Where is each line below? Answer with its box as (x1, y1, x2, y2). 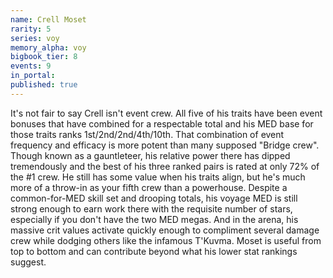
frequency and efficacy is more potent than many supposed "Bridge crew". (10, 139, 320, 151)
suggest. (10, 256, 47, 268)
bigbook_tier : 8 (10, 52, 78, 62)
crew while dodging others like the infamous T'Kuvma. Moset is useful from (10, 234, 322, 246)
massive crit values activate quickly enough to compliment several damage (10, 224, 320, 236)
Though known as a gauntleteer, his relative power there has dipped (10, 149, 291, 161)
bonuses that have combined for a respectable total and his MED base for (10, 117, 314, 130)
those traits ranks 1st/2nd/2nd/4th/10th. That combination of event (10, 128, 285, 140)
